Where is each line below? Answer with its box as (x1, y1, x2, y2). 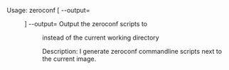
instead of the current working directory (42, 33, 159, 42)
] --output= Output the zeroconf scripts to (24, 20, 147, 28)
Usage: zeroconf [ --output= (6, 6, 90, 14)
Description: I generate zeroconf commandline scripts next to (42, 47, 222, 55)
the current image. (42, 54, 97, 63)
